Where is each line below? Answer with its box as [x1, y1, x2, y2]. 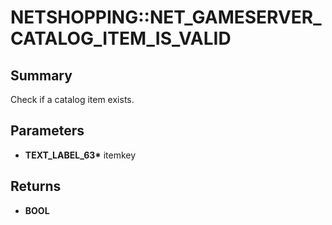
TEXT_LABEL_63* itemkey [24, 149, 137, 161]
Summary [10, 67, 73, 84]
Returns [10, 178, 62, 195]
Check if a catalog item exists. [10, 94, 135, 105]
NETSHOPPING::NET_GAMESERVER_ [10, 6, 322, 29]
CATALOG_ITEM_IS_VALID [10, 27, 232, 50]
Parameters [10, 122, 85, 140]
